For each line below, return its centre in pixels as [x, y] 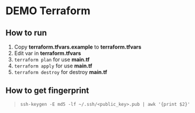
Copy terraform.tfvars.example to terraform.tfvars [78, 47]
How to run [26, 33]
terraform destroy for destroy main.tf [60, 72]
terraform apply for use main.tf [53, 66]
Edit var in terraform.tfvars [47, 53]
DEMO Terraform [48, 11]
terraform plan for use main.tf [52, 59]
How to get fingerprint [47, 91]
